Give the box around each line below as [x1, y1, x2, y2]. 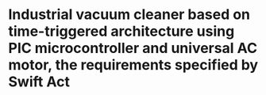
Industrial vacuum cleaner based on [8, 6, 251, 24]
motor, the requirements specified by [8, 56, 259, 74]
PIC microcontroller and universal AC [8, 40, 258, 57]
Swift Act [8, 73, 70, 91]
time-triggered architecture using [8, 22, 235, 40]
